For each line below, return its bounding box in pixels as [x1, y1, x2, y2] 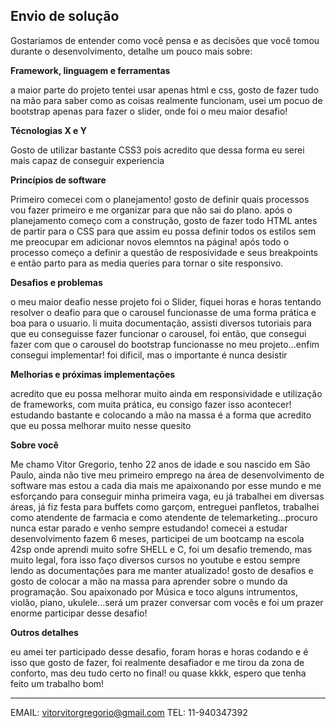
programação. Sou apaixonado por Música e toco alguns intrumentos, [10, 585, 298, 598]
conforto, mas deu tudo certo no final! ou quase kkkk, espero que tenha [10, 667, 307, 679]
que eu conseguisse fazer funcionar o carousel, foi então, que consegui [10, 327, 307, 339]
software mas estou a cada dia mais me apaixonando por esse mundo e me [10, 479, 322, 491]
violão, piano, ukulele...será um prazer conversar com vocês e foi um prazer [10, 596, 324, 608]
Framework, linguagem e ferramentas [10, 64, 171, 76]
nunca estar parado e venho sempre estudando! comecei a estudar [10, 522, 288, 534]
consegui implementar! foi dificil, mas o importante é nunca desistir [10, 349, 288, 361]
